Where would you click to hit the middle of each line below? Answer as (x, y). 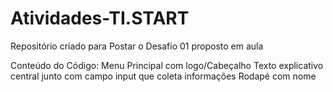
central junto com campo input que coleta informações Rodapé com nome (163, 76)
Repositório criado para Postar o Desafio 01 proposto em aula (137, 46)
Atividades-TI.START (100, 18)
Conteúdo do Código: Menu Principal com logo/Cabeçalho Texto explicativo (167, 65)
